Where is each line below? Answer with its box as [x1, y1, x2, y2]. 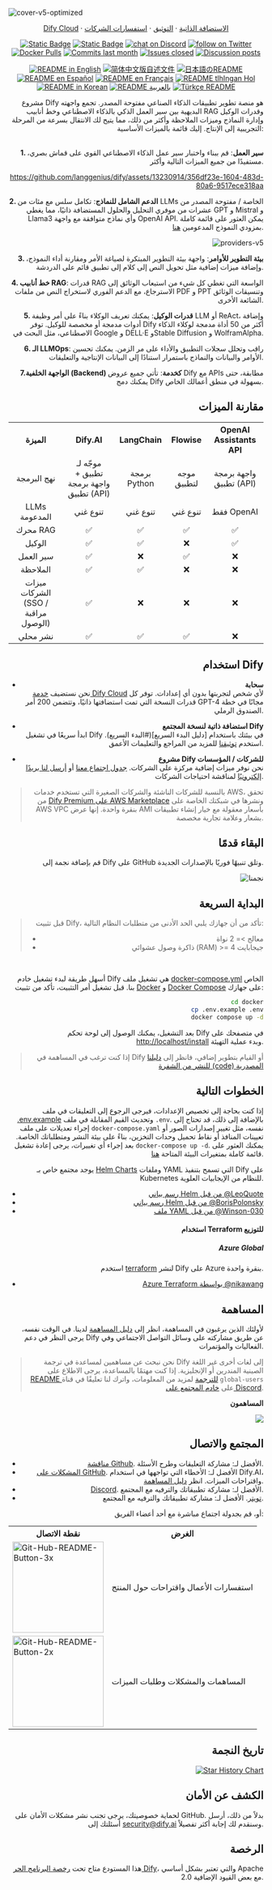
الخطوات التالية [195, 1084, 264, 1098]
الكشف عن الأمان [185, 1789, 264, 1803]
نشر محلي [18, 630, 54, 641]
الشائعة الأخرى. [217, 296, 264, 304]
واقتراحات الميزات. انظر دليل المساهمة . [143, 1475, 264, 1485]
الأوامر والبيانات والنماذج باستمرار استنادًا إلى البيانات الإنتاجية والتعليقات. [48, 352, 264, 362]
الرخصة [229, 1842, 264, 1856]
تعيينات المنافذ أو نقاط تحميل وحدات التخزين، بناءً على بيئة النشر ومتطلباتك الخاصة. [15, 1131, 264, 1141]
